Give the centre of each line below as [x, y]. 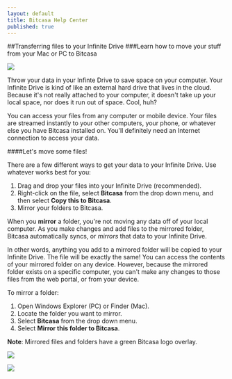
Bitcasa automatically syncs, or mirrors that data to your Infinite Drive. [107, 236]
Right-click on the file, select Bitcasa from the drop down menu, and [115, 193]
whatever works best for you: [49, 172]
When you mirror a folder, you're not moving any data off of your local [108, 221]
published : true [31, 26]
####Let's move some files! [47, 152]
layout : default [31, 14]
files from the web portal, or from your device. [73, 280]
